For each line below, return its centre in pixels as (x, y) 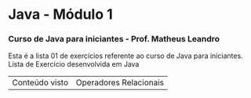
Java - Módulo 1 (61, 15)
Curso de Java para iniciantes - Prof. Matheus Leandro (114, 39)
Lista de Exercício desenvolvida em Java (74, 64)
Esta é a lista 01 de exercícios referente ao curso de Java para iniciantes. (125, 56)
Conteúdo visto (40, 82)
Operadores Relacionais (120, 82)
